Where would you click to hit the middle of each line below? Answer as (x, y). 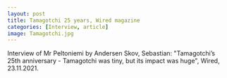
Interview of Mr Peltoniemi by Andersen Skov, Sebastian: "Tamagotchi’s (111, 53)
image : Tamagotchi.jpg (41, 33)
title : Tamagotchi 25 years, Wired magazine (74, 20)
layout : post (26, 14)
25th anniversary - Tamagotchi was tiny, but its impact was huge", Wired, (114, 61)
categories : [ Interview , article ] (58, 27)
